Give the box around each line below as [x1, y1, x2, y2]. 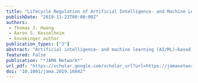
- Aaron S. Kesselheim [8, 30, 65, 36]
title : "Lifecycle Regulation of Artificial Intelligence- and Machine [6, 8, 186, 15]
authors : [6, 19, 28, 25]
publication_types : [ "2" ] [6, 41, 70, 47]
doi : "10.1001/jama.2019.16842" [6, 68, 85, 74]
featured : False [6, 52, 46, 58]
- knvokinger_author [8, 36, 60, 41]
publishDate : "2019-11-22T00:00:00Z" [6, 14, 99, 20]
